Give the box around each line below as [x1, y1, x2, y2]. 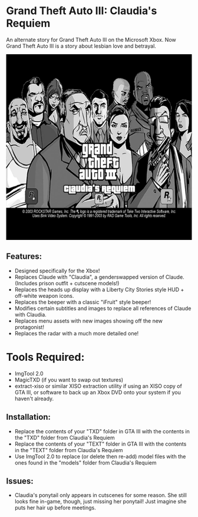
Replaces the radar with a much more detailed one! [14, 330, 139, 337]
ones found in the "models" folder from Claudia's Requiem [14, 459, 157, 466]
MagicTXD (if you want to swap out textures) [14, 376, 124, 383]
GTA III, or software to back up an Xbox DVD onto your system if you [14, 388, 181, 396]
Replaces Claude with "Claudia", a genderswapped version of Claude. [14, 273, 184, 281]
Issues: [6, 476, 34, 486]
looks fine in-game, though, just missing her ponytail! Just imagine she [14, 498, 187, 505]
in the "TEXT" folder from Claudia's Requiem [14, 446, 123, 453]
